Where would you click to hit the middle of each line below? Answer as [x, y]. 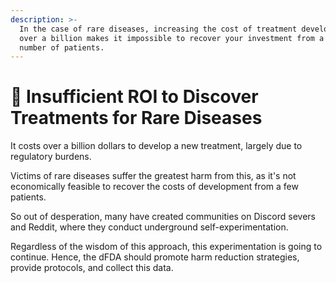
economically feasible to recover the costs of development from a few [154, 187]
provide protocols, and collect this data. [92, 268]
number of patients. [62, 47]
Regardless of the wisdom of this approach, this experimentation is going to [166, 247]
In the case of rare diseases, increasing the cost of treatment [158, 29]
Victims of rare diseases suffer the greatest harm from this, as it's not [153, 176]
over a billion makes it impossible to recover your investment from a [172, 38]
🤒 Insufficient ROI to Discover [134, 97]
